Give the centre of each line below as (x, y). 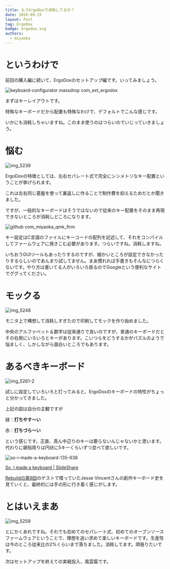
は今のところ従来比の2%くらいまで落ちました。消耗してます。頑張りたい (81, 544)
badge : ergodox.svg (26, 29)
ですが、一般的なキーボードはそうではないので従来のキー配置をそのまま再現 (85, 210)
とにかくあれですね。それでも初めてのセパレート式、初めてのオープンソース (85, 531)
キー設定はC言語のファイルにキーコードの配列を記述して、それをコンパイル (84, 237)
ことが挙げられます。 (32, 182)
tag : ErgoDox (19, 24)
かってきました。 (32, 398)
